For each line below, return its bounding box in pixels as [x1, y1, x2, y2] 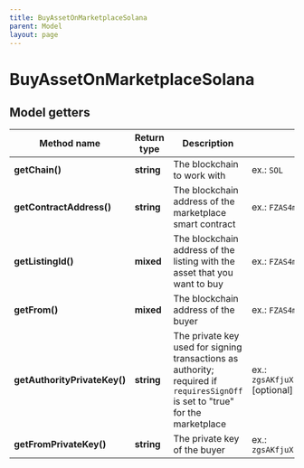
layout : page [9, 30, 59, 39]
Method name [39, 137, 101, 150]
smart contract [173, 218, 236, 230]
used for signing [173, 341, 242, 353]
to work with [173, 169, 226, 182]
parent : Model [9, 22, 63, 31]
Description [182, 137, 234, 150]
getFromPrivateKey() [14, 438, 107, 451]
